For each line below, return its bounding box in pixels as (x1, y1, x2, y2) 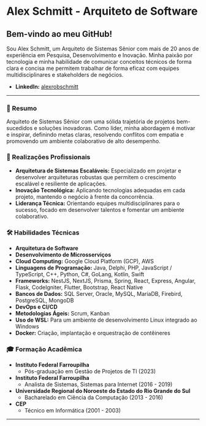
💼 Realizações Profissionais (6, 153, 91, 161)
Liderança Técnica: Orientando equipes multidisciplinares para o (15, 199, 180, 207)
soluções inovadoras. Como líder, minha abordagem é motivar (39, 125, 196, 132)
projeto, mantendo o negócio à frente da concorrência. (15, 193, 154, 200)
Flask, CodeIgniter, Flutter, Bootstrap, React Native (15, 284, 143, 291)
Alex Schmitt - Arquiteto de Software (6, 4, 198, 18)
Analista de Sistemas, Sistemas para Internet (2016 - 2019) (24, 381, 173, 388)
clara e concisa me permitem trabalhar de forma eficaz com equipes (6, 64, 180, 72)
